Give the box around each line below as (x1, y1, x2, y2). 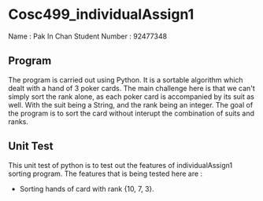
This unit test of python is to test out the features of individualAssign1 (8, 160, 233, 170)
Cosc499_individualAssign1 (8, 5, 194, 24)
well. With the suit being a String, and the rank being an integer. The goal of (8, 100, 254, 109)
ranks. (8, 116, 29, 126)
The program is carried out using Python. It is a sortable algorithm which (8, 75, 243, 84)
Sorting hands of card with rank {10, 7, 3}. (19, 184, 155, 193)
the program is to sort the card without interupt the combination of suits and (8, 108, 254, 118)
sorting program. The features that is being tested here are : (8, 169, 203, 178)
